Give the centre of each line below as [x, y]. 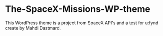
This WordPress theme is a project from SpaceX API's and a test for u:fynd [82, 23]
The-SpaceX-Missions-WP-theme [78, 9]
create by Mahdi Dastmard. [33, 28]
